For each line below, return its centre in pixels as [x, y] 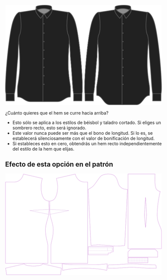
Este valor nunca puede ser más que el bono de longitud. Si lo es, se [83, 133]
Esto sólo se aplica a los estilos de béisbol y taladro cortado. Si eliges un [87, 122]
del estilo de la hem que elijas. [43, 149]
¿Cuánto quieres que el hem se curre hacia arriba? [57, 113]
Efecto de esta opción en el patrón [59, 164]
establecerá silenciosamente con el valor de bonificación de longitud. [83, 138]
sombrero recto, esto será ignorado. [49, 128]
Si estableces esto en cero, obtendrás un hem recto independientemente [87, 143]
